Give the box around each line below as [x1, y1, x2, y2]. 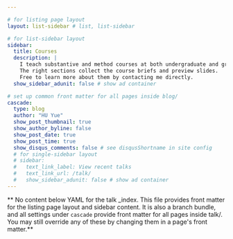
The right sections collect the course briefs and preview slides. [19, 67, 218, 74]
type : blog [13, 105, 45, 113]
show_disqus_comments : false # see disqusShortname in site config [13, 144, 213, 151]
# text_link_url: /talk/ [13, 170, 92, 177]
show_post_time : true [13, 138, 76, 145]
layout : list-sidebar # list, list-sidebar [7, 22, 135, 30]
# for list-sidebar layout [7, 35, 85, 42]
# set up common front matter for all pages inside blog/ [7, 93, 178, 100]
